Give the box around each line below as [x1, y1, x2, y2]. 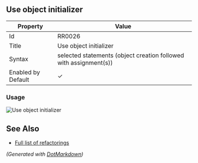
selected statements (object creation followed [57, 51, 184, 59]
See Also [6, 124, 39, 134]
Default [9, 75, 29, 84]
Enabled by [9, 68, 40, 76]
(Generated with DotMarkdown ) [6, 150, 84, 158]
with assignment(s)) [57, 58, 113, 66]
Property [17, 22, 43, 30]
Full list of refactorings [14, 139, 70, 146]
